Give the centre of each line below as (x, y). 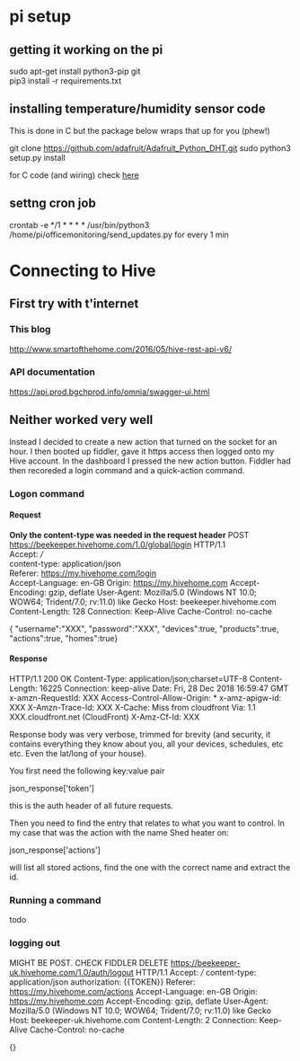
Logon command (47, 493)
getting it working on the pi (86, 50)
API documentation (53, 372)
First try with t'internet (74, 304)
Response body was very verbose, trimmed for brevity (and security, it (140, 734)
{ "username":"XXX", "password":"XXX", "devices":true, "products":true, (144, 628)
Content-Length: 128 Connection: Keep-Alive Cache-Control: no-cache (141, 611)
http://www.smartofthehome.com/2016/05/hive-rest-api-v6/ (120, 349)
